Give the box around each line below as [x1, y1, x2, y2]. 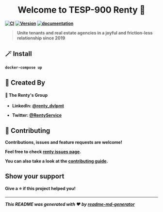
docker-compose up [5, 65, 42, 70]
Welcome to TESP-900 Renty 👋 [17, 4, 146, 16]
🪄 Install [5, 50, 33, 58]
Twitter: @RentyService [12, 112, 62, 118]
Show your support [5, 172, 65, 180]
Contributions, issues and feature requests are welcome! [5, 140, 123, 145]
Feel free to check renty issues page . [5, 149, 81, 155]
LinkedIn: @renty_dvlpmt [12, 103, 64, 109]
